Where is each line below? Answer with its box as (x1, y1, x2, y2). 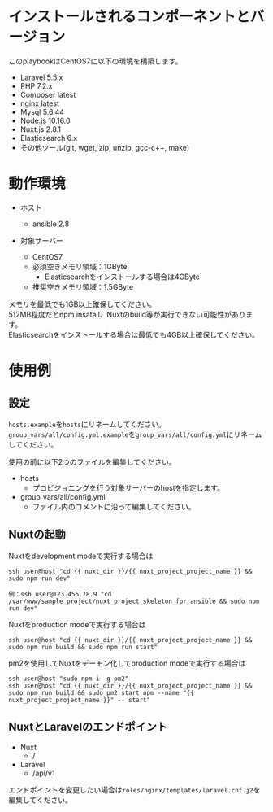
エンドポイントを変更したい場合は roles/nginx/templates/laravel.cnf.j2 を (8, 784, 261, 794)
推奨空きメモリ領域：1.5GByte (32, 282, 134, 291)
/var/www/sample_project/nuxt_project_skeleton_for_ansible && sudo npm (8, 597, 260, 605)
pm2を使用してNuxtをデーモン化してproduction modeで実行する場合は (8, 658, 246, 668)
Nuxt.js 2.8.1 (19, 124, 61, 134)
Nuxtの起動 (8, 528, 67, 542)
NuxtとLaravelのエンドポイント (8, 720, 168, 734)
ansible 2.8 (32, 219, 70, 229)
